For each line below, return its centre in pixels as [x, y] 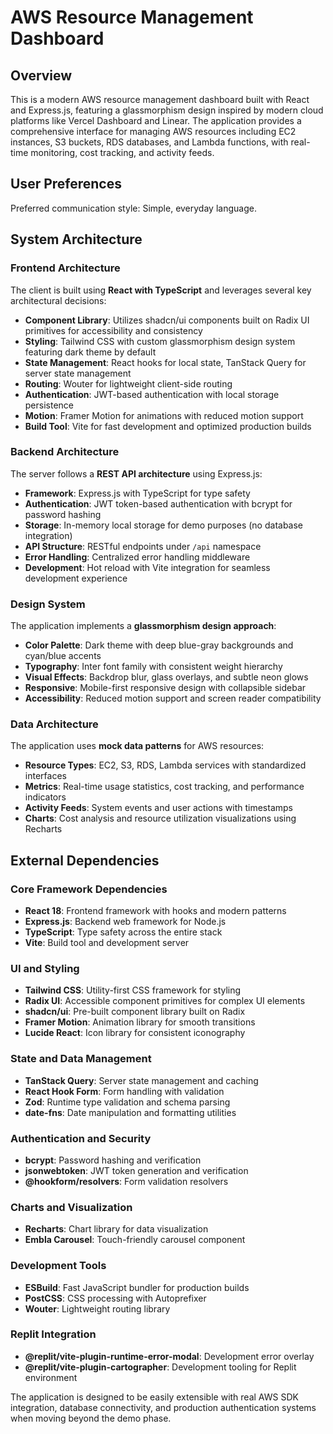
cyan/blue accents [63, 656]
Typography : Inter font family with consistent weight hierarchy [153, 667]
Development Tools [58, 1266]
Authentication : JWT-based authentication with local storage [152, 394]
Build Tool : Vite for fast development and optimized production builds [168, 426]
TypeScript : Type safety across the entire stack [123, 932]
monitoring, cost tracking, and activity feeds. [122, 152]
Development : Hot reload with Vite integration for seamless [147, 567]
